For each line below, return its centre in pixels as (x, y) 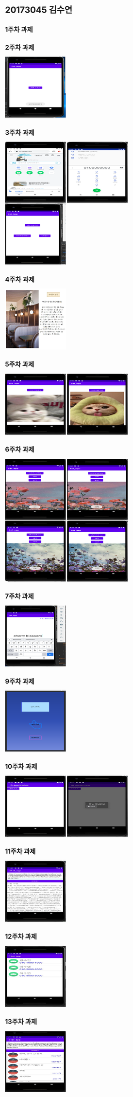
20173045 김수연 (39, 10)
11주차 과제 (20, 852)
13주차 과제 (21, 1022)
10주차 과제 (21, 766)
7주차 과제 (19, 596)
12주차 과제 (21, 937)
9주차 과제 (20, 681)
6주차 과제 (20, 450)
